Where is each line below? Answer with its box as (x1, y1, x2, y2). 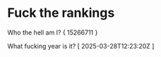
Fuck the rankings (7, 5, 115, 21)
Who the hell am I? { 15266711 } (7, 28, 98, 37)
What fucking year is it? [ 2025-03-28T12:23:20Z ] (7, 42, 155, 50)
